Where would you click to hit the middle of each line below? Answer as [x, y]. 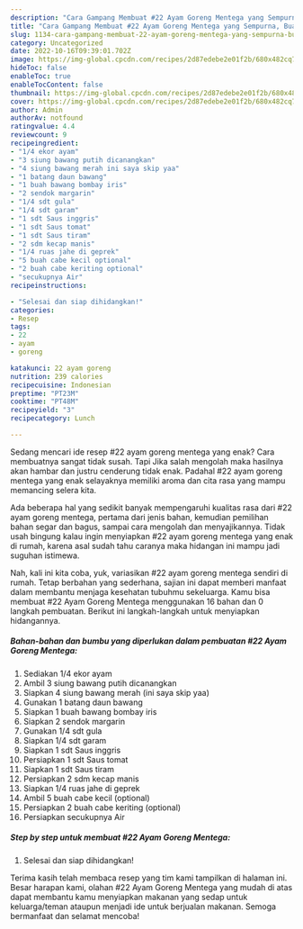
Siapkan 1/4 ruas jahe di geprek [81, 788]
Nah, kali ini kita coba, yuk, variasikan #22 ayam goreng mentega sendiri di [149, 573]
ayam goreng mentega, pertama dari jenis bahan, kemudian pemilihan [139, 517]
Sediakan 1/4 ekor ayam [67, 673]
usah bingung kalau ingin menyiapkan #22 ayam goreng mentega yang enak [151, 536]
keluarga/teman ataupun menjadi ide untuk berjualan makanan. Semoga [143, 906]
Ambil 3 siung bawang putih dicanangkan [100, 683]
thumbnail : [31, 93]
